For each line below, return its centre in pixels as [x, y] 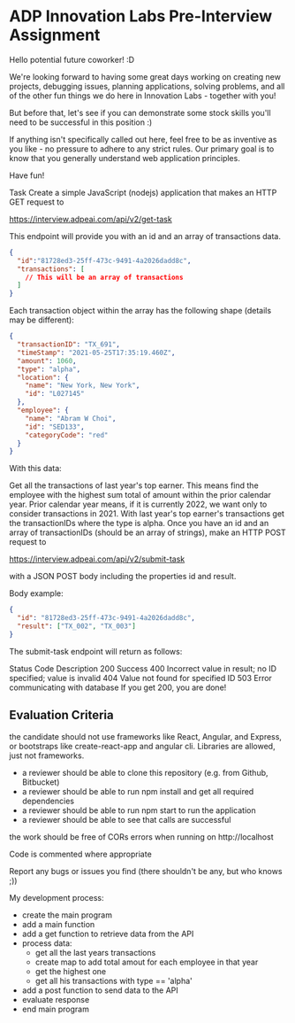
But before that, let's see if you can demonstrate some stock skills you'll [140, 112]
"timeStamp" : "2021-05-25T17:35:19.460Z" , [96, 353]
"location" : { [43, 377]
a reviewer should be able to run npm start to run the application [139, 810]
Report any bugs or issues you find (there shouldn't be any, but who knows [146, 871]
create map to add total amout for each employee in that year [147, 962]
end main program [56, 1009]
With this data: [35, 469]
